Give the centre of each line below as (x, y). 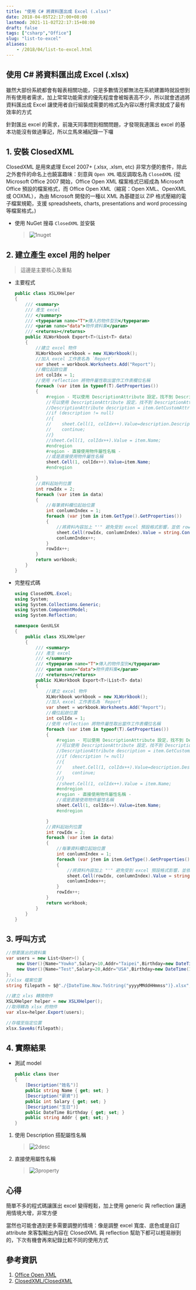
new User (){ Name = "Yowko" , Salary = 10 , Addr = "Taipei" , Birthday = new (95, 964)
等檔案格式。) (21, 211)
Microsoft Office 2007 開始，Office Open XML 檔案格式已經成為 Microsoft (95, 181)
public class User (37, 1074)
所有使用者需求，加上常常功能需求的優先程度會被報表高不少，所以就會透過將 (98, 97)
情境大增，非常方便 (34, 1213)
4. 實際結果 (26, 1048)
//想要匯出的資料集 (26, 953)
